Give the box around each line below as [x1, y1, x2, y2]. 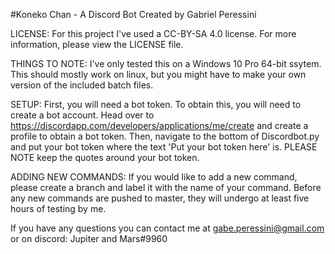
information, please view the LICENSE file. [10, 39, 184, 50]
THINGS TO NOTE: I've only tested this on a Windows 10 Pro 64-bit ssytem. [10, 58, 322, 69]
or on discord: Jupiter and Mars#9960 [10, 233, 168, 244]
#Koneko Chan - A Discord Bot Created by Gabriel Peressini [10, 9, 257, 20]
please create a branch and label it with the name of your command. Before [10, 182, 322, 193]
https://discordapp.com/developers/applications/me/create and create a [10, 120, 309, 131]
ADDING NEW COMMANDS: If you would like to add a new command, [10, 171, 298, 183]
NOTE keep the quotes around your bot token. [10, 152, 200, 163]
